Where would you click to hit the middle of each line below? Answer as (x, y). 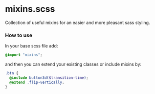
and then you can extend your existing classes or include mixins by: (73, 64)
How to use (19, 35)
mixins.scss (30, 9)
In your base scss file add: (32, 46)
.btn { (12, 73)
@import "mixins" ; (24, 55)
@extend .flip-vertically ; (37, 82)
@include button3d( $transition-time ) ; (49, 78)
